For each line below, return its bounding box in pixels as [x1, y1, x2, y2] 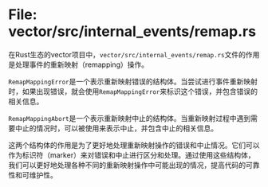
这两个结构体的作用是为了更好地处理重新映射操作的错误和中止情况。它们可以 [8, 140, 260, 150]
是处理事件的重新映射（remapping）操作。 [8, 60, 149, 69]
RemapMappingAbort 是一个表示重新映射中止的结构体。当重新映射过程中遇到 [8, 113, 251, 123]
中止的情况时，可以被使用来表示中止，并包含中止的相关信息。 [14, 123, 218, 133]
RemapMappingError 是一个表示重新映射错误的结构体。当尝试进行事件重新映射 [8, 76, 258, 86]
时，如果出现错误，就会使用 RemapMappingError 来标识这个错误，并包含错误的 [8, 86, 258, 96]
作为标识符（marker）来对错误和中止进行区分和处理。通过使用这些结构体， [8, 150, 255, 160]
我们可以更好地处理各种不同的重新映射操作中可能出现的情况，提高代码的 [8, 160, 246, 169]
